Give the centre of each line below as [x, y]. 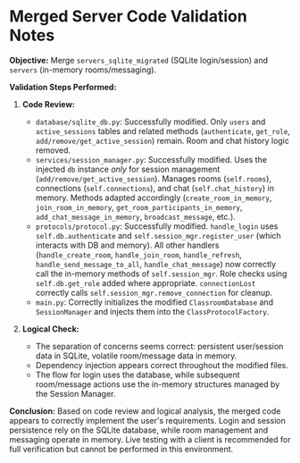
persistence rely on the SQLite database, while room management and [139, 430]
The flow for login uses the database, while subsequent [137, 375]
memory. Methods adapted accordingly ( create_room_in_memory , [154, 198]
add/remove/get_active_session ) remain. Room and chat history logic [162, 140]
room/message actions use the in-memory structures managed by [158, 384]
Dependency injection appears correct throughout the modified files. [162, 365]
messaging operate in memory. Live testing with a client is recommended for [150, 439]
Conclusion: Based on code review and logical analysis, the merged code [145, 411]
